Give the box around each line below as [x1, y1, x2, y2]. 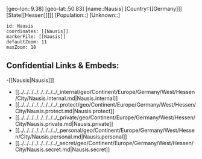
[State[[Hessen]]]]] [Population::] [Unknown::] [6, 11, 121, 19]
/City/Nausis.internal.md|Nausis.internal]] [14, 95, 118, 102]
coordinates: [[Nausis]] [6, 28, 69, 34]
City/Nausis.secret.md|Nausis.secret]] [14, 146, 110, 153]
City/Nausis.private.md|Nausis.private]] [14, 120, 113, 127]
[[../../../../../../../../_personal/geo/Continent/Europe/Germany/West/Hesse [14, 126, 195, 134]
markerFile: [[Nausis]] [6, 34, 66, 40]
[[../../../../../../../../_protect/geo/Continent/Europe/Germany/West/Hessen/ [14, 101, 196, 108]
